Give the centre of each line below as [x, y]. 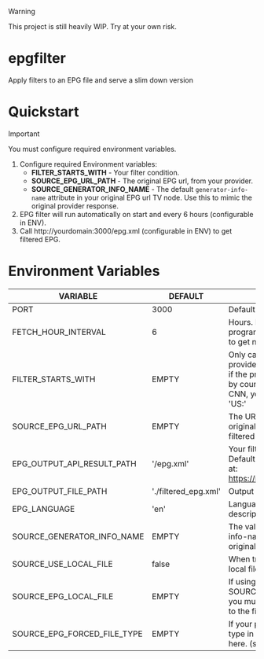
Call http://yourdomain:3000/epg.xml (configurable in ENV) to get [126, 230]
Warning [22, 11]
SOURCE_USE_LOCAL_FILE [62, 564]
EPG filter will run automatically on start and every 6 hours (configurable [136, 214]
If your [240, 624]
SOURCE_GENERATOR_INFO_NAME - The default [112, 189]
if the [238, 374]
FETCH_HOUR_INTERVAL [59, 332]
